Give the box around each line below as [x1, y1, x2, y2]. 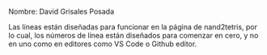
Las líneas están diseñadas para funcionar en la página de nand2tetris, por [8, 22, 257, 31]
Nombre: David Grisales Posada [8, 7, 115, 16]
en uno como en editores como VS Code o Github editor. [8, 39, 197, 49]
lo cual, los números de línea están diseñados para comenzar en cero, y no [8, 31, 259, 40]
